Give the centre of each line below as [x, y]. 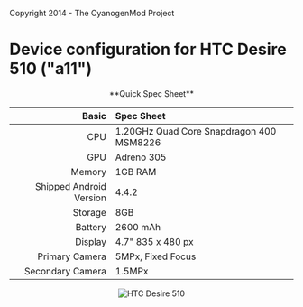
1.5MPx [132, 271]
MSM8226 [138, 142]
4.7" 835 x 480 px [154, 241]
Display [91, 241]
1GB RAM [136, 172]
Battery [91, 227]
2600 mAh [138, 227]
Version [90, 198]
